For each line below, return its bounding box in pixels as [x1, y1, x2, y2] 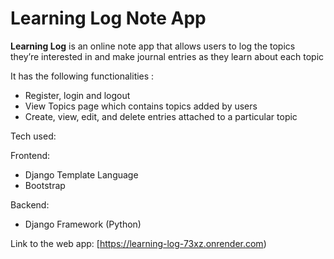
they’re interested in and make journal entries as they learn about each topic [10, 50, 325, 62]
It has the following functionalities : [10, 70, 155, 82]
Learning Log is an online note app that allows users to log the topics [10, 40, 296, 52]
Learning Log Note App [10, 7, 207, 30]
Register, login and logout [24, 89, 131, 101]
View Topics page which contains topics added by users [24, 100, 258, 112]
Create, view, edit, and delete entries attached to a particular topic [24, 110, 298, 122]
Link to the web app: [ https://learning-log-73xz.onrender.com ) [10, 237, 267, 249]
